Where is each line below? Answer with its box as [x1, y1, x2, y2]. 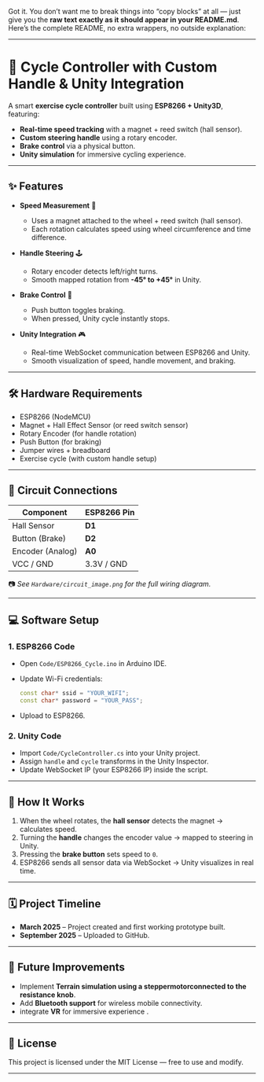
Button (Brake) [12, 533, 67, 544]
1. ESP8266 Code [8, 641, 75, 652]
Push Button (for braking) [19, 436, 102, 447]
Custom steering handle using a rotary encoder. [19, 133, 178, 142]
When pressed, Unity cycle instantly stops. [31, 314, 170, 323]
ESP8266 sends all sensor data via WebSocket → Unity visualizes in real [19, 857, 254, 867]
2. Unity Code [8, 731, 61, 742]
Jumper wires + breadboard [19, 445, 111, 455]
